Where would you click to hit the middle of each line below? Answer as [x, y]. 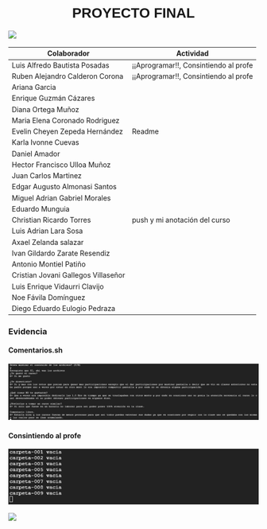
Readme [146, 131]
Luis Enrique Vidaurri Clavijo [58, 286]
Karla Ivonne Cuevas [45, 142]
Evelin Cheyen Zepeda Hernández [67, 131]
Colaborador [68, 53]
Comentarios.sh [36, 350]
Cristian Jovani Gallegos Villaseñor [68, 275]
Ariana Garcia [34, 88]
